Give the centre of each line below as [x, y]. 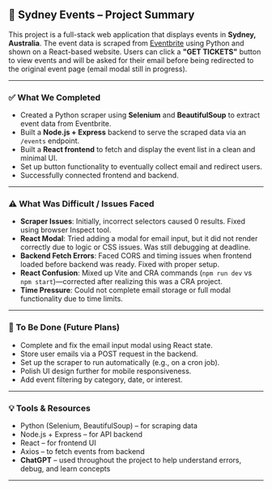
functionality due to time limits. [71, 299]
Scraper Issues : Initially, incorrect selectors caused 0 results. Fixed [132, 221]
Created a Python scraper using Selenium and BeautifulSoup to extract [140, 115]
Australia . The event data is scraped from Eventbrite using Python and [126, 43]
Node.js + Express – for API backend [81, 434]
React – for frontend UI [58, 443]
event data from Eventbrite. [66, 124]
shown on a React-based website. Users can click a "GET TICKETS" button [135, 51]
